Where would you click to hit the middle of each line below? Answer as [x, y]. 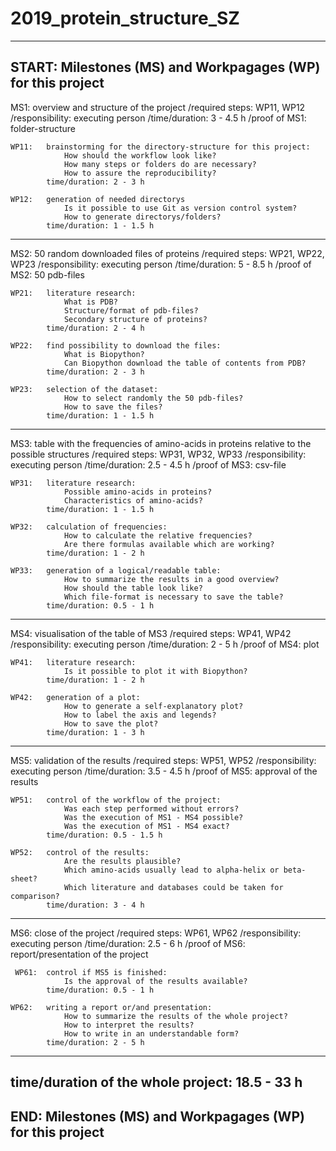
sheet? [24, 878]
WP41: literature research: [73, 662]
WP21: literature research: [73, 293]
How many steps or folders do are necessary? [160, 164]
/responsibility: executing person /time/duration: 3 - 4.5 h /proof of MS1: [158, 118]
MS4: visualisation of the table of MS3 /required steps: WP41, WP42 [151, 633]
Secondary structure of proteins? [135, 319]
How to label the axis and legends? [140, 715]
